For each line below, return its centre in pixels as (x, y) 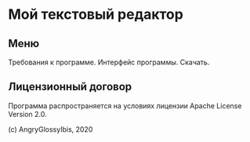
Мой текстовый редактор (96, 15)
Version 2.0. (27, 114)
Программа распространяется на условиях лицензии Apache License (125, 106)
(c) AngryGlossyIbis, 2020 (51, 129)
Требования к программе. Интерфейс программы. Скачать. (109, 62)
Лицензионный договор (70, 87)
